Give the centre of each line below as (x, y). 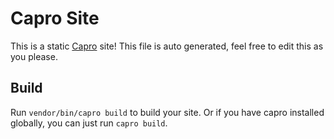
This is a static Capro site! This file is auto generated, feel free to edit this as (167, 46)
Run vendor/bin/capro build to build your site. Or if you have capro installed (167, 112)
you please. (34, 56)
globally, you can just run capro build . (89, 123)
